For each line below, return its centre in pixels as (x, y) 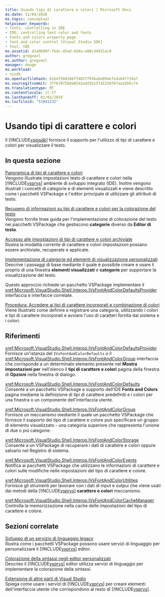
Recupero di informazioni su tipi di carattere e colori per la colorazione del (81, 208)
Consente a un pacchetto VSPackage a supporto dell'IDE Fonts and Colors (82, 389)
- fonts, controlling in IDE (35, 28)
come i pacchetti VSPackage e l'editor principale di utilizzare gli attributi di (81, 194)
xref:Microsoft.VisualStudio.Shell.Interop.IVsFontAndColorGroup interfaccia (82, 358)
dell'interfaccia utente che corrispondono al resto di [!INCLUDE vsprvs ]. (78, 589)
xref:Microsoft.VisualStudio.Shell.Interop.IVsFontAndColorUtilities (72, 480)
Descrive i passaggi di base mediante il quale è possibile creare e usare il (80, 264)
